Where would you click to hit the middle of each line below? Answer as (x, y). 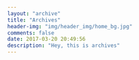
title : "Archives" (34, 20)
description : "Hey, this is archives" (64, 46)
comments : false (31, 33)
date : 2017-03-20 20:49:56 (46, 39)
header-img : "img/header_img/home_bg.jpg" (70, 26)
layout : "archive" (34, 13)
